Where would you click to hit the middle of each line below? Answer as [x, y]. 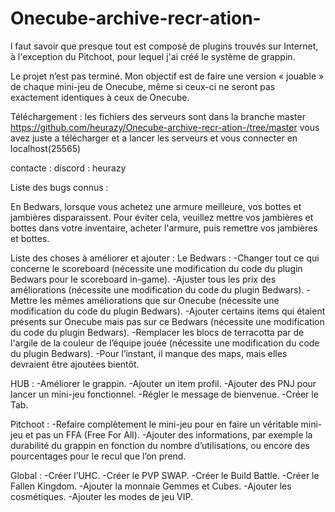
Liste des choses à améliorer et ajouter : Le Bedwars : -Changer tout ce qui [165, 258]
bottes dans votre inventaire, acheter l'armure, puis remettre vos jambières [164, 228]
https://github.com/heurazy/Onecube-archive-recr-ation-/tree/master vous [165, 127]
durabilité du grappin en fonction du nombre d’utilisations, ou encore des [160, 445]
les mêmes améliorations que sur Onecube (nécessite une [159, 300]
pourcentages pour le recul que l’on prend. [98, 456]
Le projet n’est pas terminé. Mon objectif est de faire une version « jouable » [167, 76]
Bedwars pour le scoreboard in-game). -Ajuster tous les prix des [143, 279]
